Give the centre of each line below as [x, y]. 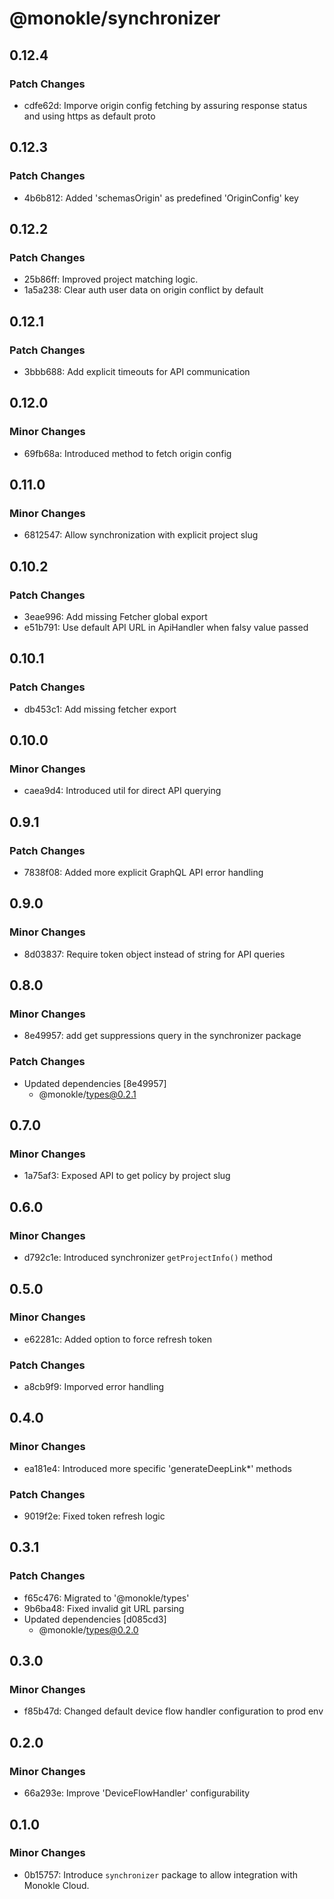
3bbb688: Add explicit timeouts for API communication [137, 371]
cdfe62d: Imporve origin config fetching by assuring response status [165, 105]
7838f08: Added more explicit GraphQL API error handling [143, 873]
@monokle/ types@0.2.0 [88, 1629]
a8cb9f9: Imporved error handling [94, 1387]
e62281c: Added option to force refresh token [117, 1339]
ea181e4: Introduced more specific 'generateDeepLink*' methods [157, 1468]
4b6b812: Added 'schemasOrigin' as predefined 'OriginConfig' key [161, 198]
